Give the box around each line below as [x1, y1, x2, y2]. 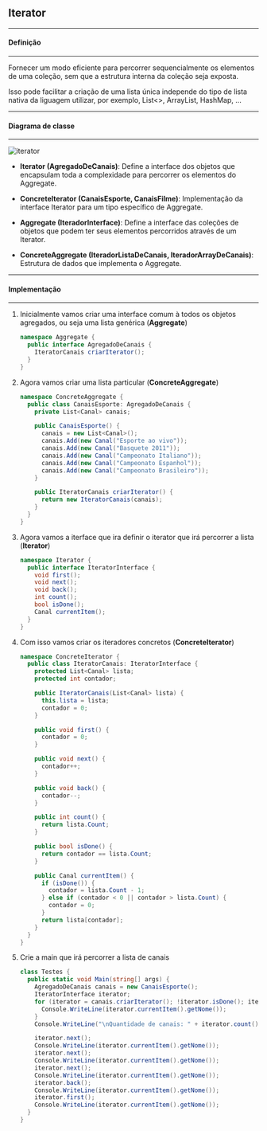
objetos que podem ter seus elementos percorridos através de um [19, 226, 237, 236]
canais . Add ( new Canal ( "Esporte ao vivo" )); [41, 437, 188, 445]
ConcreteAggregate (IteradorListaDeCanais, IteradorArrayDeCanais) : [19, 250, 254, 260]
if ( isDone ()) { [41, 879, 95, 887]
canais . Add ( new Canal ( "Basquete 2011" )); [41, 444, 181, 452]
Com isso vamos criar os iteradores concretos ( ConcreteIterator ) [19, 637, 234, 647]
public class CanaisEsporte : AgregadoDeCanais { [27, 400, 192, 409]
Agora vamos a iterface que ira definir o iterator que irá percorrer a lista [19, 532, 254, 542]
